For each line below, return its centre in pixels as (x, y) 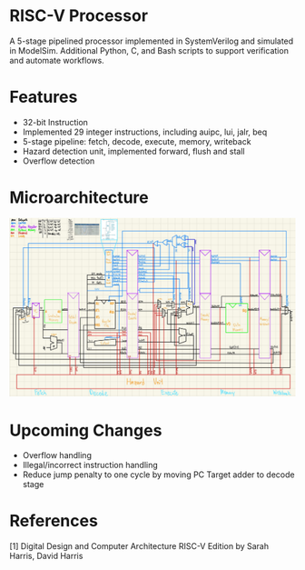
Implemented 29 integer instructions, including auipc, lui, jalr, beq (145, 132)
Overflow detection (59, 161)
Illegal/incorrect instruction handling (90, 465)
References (54, 521)
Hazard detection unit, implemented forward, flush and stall (133, 151)
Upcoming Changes (86, 430)
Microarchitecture (79, 198)
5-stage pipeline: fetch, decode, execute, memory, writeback (137, 141)
